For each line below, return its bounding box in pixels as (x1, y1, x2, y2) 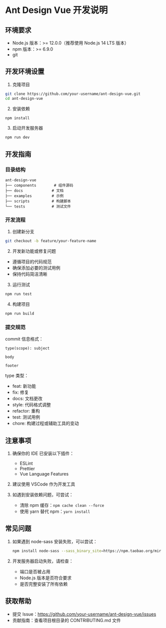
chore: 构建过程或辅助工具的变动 (12, 420, 79, 426)
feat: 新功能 (12, 383, 36, 389)
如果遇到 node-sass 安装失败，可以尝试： (12, 538, 98, 544)
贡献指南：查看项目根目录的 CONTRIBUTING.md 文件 (12, 617, 121, 623)
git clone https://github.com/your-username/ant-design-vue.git (5, 91, 141, 96)
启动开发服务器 (12, 125, 43, 131)
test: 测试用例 (12, 414, 41, 420)
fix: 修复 (12, 389, 29, 395)
